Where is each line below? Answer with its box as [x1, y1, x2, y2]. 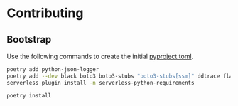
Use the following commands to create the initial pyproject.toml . [6, 52, 194, 60]
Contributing [6, 5, 84, 21]
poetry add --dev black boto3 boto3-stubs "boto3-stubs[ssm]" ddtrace [6, 73, 220, 80]
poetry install [6, 92, 52, 99]
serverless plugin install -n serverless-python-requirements [6, 79, 195, 86]
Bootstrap [6, 33, 52, 46]
